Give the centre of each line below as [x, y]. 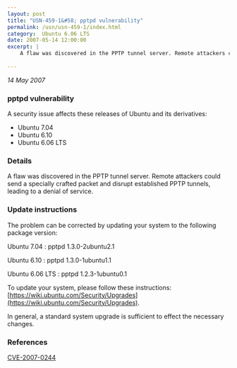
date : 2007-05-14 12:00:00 [47, 40]
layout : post [26, 14]
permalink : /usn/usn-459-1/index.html [64, 27]
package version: [32, 232]
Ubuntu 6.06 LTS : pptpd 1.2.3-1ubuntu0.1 [67, 274]
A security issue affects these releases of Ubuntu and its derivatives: [107, 114]
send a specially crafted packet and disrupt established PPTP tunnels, [109, 184]
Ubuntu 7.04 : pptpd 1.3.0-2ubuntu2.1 [61, 246]
